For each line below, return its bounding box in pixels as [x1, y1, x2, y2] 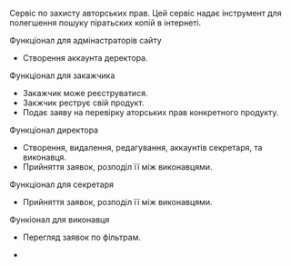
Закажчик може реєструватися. [22, 88, 148, 98]
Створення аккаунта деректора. [22, 53, 148, 63]
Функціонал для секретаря [9, 179, 115, 190]
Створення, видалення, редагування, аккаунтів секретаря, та [22, 143, 263, 153]
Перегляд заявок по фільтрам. [22, 232, 141, 242]
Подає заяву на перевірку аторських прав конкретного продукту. [22, 107, 279, 117]
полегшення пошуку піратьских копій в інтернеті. [9, 17, 202, 28]
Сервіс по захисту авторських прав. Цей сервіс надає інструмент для [9, 8, 282, 18]
